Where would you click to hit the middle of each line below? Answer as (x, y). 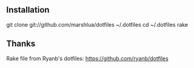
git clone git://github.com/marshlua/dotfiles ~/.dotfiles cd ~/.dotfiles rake (97, 24)
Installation (28, 10)
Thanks (21, 44)
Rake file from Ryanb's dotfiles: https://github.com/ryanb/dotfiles (87, 58)
